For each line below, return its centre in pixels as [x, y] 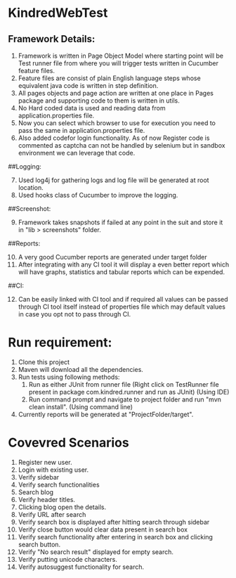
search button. [39, 544]
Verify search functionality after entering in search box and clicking [116, 537]
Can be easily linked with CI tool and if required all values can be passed [123, 299]
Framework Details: [52, 39]
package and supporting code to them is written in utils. [99, 101]
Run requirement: [60, 343]
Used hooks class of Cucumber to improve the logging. [98, 195]
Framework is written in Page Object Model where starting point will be [121, 56]
